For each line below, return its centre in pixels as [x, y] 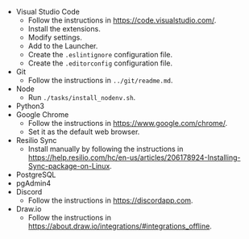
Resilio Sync [36, 140]
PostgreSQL [36, 174]
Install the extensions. [64, 29]
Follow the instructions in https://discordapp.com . [110, 200]
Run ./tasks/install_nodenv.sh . [82, 97]
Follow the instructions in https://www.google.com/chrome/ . [128, 123]
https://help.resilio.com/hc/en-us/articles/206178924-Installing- [134, 157]
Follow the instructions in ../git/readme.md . [100, 80]
